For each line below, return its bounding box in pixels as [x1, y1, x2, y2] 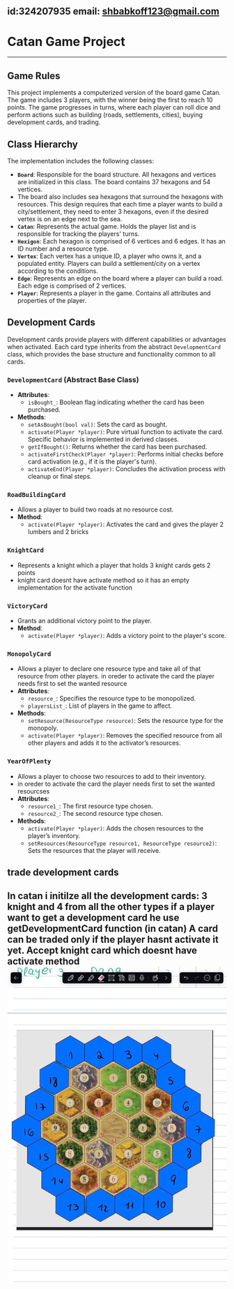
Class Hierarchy [7, 138, 79, 150]
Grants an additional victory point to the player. [17, 616, 152, 625]
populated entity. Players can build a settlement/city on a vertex [17, 259, 201, 267]
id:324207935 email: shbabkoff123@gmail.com [7, 6, 219, 17]
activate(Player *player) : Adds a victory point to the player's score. [27, 631, 226, 639]
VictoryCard [7, 602, 48, 610]
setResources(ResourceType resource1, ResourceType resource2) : [27, 839, 217, 847]
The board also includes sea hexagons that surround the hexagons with [17, 192, 224, 201]
